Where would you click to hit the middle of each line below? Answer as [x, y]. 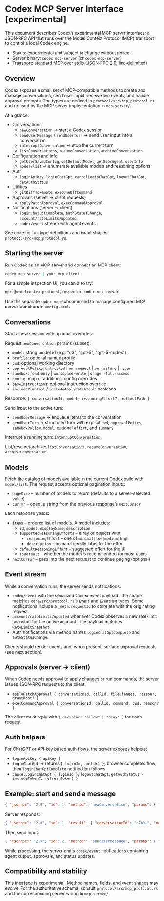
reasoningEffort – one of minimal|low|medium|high [78, 538]
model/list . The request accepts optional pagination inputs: [65, 484]
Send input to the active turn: [34, 408]
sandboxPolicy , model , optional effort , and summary [63, 428]
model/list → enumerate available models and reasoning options [85, 166]
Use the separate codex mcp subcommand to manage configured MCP [75, 302]
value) [19, 498]
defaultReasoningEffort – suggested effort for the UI [72, 549]
